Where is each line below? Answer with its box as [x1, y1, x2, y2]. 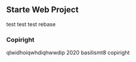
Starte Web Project [6, 5, 79, 15]
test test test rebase [6, 20, 56, 27]
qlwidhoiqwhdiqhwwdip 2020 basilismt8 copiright [6, 49, 130, 56]
